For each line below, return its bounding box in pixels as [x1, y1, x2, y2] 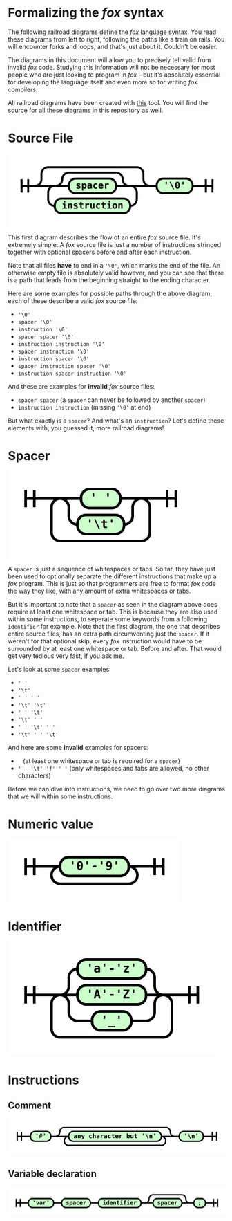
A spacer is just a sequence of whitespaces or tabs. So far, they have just [8, 564, 216, 573]
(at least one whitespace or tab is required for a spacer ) [22, 756, 181, 765]
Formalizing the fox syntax [8, 5, 164, 21]
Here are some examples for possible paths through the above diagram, [8, 289, 213, 297]
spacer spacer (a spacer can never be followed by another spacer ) [17, 396, 206, 404]
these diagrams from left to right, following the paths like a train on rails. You [8, 35, 225, 43]
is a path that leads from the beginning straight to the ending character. [8, 275, 211, 284]
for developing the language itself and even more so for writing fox [8, 77, 197, 86]
